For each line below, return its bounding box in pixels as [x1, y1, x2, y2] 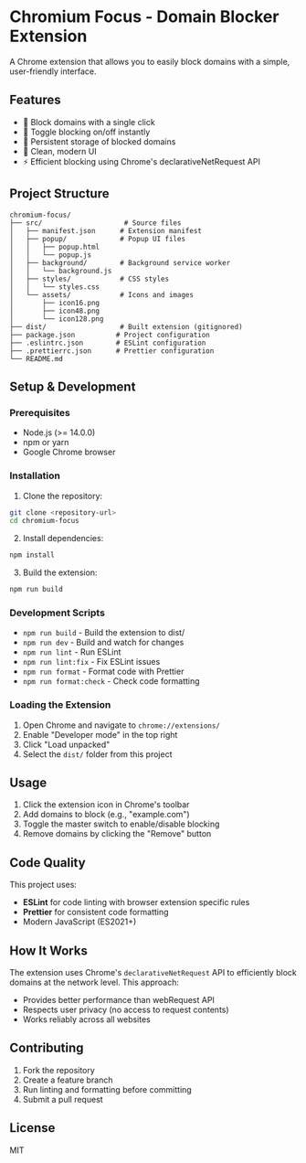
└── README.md [9, 354, 64, 363]
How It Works [9, 943, 89, 958]
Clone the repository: [22, 490, 103, 501]
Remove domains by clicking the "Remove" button [22, 828, 212, 839]
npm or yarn [22, 437, 69, 448]
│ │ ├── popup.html [9, 242, 100, 251]
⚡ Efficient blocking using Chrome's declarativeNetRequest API [22, 155, 260, 166]
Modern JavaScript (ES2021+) [22, 916, 137, 927]
